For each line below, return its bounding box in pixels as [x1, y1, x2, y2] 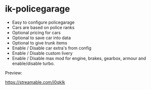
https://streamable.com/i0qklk [5, 79, 65, 85]
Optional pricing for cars [12, 30, 61, 35]
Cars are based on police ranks [12, 24, 75, 30]
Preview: [5, 70, 23, 75]
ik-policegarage [5, 3, 70, 15]
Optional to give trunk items [12, 40, 68, 45]
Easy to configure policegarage [12, 19, 75, 25]
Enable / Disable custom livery [12, 50, 73, 56]
